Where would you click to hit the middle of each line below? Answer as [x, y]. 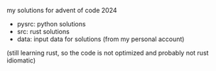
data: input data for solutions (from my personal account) [101, 39]
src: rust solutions [43, 32]
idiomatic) [21, 60]
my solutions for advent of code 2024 [62, 10]
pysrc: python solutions [51, 24]
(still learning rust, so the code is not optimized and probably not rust [108, 53]
